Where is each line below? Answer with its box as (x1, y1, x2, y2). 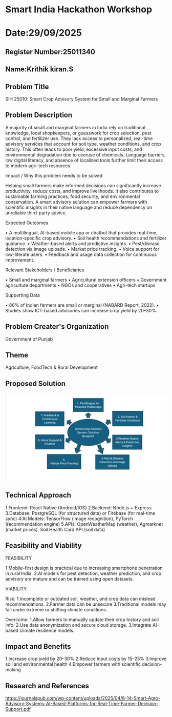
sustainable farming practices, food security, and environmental (5, 193, 140, 200)
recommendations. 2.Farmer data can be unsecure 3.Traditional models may (5, 601, 166, 607)
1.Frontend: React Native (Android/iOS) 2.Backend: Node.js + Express (5, 504, 152, 511)
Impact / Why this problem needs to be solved (5, 172, 103, 178)
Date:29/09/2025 (5, 27, 82, 39)
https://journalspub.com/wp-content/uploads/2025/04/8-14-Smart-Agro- (5, 695, 160, 701)
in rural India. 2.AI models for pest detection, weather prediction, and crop (5, 570, 162, 576)
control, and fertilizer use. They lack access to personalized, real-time (5, 135, 153, 142)
